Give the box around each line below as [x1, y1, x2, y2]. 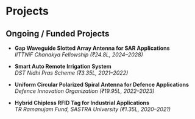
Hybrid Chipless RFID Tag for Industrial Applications [14, 99, 150, 106]
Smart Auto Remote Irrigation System [14, 63, 112, 70]
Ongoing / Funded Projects [5, 29, 110, 39]
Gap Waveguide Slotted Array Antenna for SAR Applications [14, 44, 170, 52]
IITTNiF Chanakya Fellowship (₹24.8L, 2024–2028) [14, 51, 144, 58]
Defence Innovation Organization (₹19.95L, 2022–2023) [14, 87, 155, 95]
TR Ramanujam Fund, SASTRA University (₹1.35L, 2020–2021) [14, 106, 171, 113]
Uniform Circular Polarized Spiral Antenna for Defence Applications [14, 81, 190, 88]
